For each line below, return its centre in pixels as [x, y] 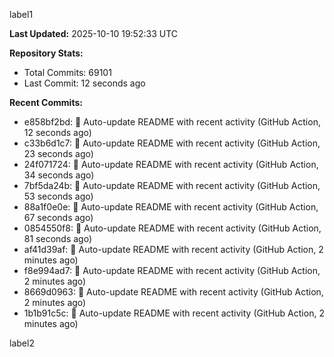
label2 [22, 343]
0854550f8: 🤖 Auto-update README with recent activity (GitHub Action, [172, 228]
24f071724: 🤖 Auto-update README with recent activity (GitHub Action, [171, 164]
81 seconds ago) [57, 238]
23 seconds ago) [58, 153]
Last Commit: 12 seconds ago [84, 83]
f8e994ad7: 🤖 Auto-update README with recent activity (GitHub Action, [172, 270]
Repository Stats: [46, 53]
